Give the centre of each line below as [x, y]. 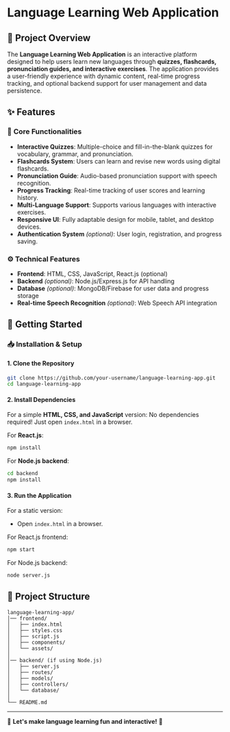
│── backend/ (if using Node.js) [55, 660]
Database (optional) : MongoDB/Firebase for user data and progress [113, 288]
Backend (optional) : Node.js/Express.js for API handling [95, 281]
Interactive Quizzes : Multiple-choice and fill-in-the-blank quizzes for [115, 147]
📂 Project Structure [49, 597]
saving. [27, 241]
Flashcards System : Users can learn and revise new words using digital [119, 161]
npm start [21, 550]
